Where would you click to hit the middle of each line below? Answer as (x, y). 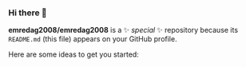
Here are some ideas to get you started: (74, 54)
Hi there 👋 (28, 13)
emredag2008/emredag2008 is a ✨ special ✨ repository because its (123, 30)
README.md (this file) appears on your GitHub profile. (93, 39)
